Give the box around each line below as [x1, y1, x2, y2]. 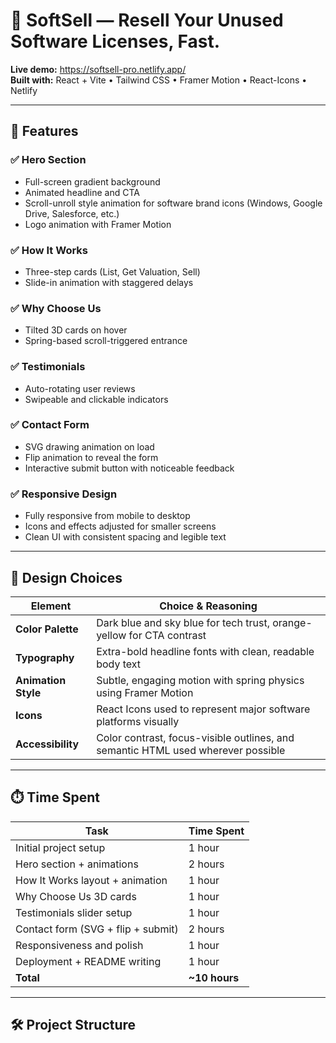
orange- [272, 615, 313, 629]
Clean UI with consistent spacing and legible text [24, 531, 227, 543]
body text [96, 657, 142, 671]
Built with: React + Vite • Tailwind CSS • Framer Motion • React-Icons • [10, 74, 308, 86]
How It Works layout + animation [15, 873, 168, 887]
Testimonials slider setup [15, 905, 133, 919]
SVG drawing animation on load [24, 440, 155, 453]
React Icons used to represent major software [96, 702, 311, 716]
